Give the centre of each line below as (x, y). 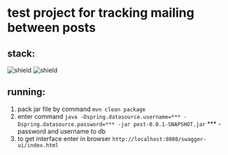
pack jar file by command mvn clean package (81, 109)
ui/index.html (38, 145)
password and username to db (62, 131)
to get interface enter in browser (64, 138)
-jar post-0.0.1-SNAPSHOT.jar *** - (170, 124)
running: (26, 92)
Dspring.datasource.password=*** (66, 124)
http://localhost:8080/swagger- (159, 139)
